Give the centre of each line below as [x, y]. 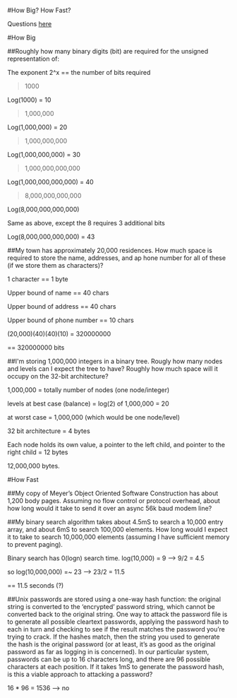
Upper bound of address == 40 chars [62, 306]
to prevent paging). [35, 544]
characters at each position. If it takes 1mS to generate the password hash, [116, 667]
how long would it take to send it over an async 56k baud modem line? [110, 508]
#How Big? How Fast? [39, 10]
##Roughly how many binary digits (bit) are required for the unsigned [108, 51]
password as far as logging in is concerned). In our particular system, [108, 652]
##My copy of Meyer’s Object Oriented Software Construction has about [113, 493]
